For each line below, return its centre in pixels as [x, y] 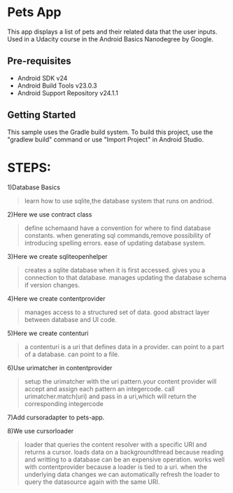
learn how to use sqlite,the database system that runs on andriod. [119, 201]
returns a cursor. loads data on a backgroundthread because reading [124, 452]
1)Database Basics [34, 187]
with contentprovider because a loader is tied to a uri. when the [116, 466]
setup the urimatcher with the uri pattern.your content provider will [120, 381]
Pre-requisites [39, 61]
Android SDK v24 [42, 78]
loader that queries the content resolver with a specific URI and [115, 444]
